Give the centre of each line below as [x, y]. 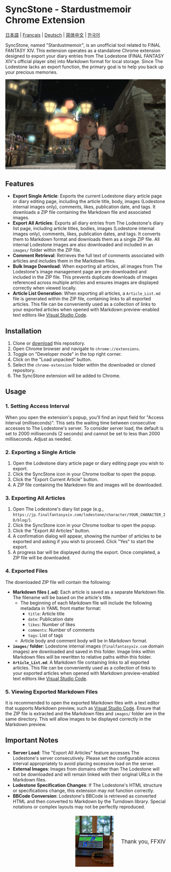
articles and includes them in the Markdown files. [64, 261]
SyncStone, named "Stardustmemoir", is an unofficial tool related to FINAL [83, 45]
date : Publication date [51, 619]
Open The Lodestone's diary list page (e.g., [58, 509]
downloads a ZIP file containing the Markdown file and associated [82, 212]
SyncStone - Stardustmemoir [68, 9]
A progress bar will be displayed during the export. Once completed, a [86, 552]
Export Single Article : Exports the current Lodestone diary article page [87, 196]
